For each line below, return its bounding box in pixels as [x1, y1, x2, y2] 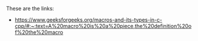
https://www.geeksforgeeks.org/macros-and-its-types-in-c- [14, 16, 163, 23]
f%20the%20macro [14, 29, 63, 36]
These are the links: [6, 5, 54, 12]
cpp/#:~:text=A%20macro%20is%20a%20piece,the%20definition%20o [14, 23, 192, 29]
